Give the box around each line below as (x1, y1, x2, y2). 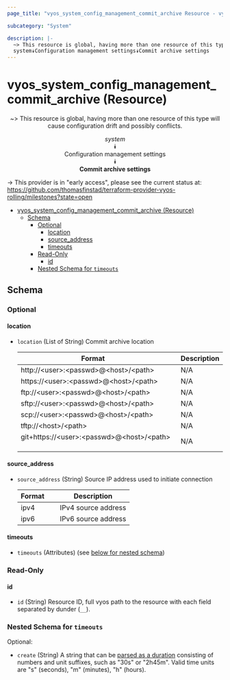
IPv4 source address (60, 502, 127, 512)
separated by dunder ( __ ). (16, 605, 90, 613)
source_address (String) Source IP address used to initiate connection (16, 475, 213, 483)
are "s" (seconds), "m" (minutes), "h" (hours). (16, 666, 146, 674)
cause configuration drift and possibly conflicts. (47, 121, 183, 130)
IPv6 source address (60, 514, 127, 524)
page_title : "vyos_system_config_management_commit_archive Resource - (7, 10, 216, 17)
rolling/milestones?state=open (7, 193, 93, 201)
